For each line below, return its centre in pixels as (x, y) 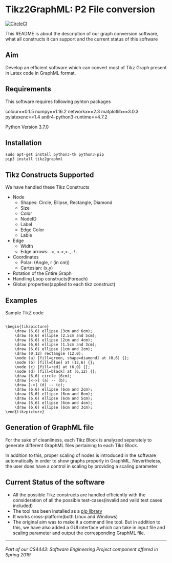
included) (23, 506)
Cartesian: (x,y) (37, 268)
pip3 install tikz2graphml (34, 159)
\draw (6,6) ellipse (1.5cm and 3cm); (56, 345)
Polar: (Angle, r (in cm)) (45, 263)
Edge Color (32, 230)
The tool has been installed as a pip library (57, 511)
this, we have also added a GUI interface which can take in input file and (89, 527)
